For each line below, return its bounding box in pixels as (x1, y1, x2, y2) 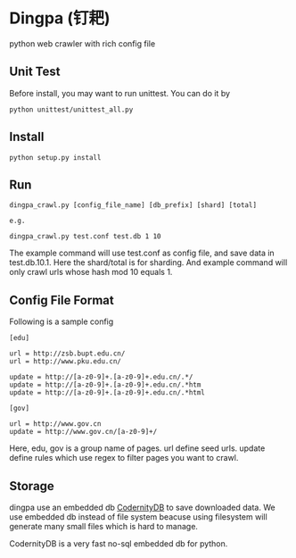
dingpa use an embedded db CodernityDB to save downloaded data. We (9, 502, 275, 512)
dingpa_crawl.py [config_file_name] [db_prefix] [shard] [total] (9, 201, 257, 210)
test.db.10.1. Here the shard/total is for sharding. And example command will (9, 257, 288, 268)
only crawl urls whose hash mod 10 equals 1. (9, 267, 173, 278)
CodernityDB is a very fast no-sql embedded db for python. (9, 538, 228, 549)
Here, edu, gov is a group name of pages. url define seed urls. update (9, 443, 266, 454)
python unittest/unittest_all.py (9, 104, 134, 114)
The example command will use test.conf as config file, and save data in (9, 247, 275, 259)
